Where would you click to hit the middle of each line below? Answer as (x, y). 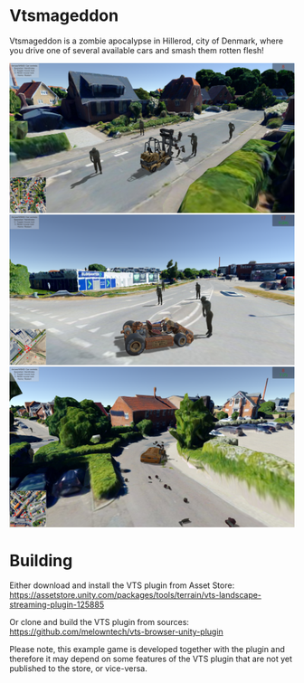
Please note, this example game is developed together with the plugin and (147, 650)
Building (41, 560)
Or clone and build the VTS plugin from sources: (100, 622)
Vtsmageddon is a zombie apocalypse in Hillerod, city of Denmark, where (146, 41)
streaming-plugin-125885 (57, 605)
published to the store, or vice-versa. (78, 669)
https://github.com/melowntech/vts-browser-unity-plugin (116, 632)
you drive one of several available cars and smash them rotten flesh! (137, 50)
